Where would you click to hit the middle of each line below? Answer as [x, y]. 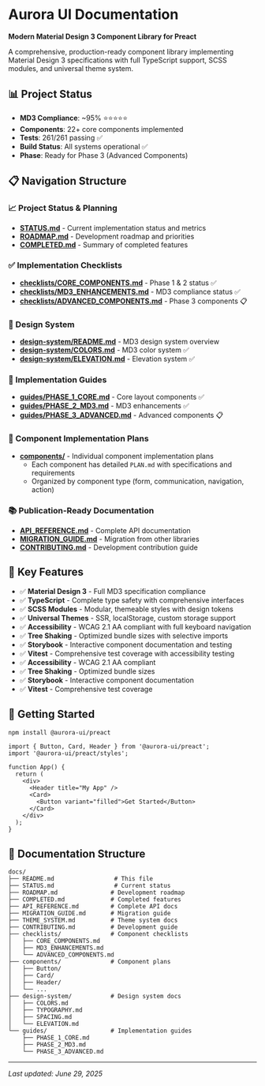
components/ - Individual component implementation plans [117, 456]
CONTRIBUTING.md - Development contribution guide [109, 547]
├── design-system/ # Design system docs [95, 997]
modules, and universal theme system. [71, 68]
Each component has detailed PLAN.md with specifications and [132, 464]
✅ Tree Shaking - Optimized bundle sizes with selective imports [124, 635]
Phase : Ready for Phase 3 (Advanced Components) [104, 155]
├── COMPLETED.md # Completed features [95, 900]
